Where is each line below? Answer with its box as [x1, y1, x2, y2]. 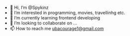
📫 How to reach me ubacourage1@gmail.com [9, 26, 104, 31]
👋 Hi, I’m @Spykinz [9, 5, 49, 10]
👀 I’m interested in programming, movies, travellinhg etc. [9, 10, 126, 16]
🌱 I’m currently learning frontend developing [9, 15, 100, 20]
